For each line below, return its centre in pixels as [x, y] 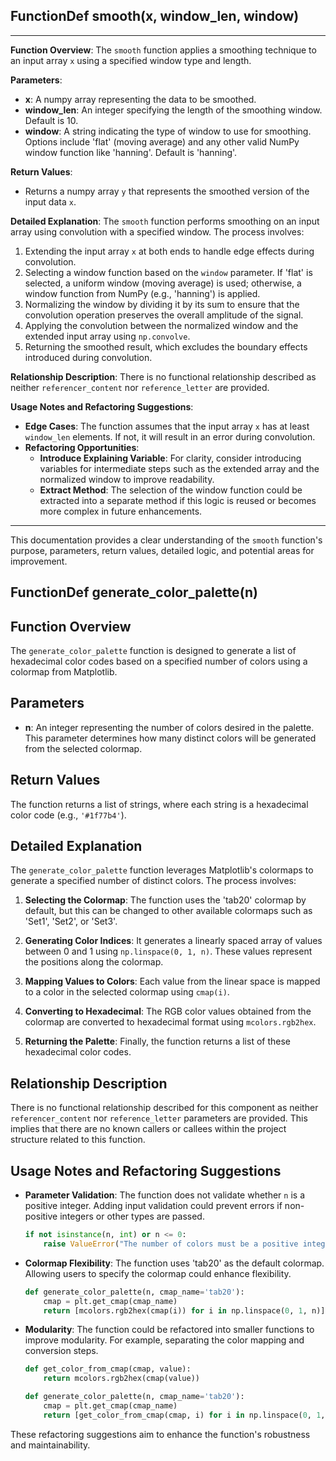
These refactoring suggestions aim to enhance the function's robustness [160, 1434]
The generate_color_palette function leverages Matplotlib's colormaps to [162, 870]
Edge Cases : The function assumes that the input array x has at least [167, 426]
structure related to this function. [78, 1140]
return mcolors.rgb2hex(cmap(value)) [121, 1379]
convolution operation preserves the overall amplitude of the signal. [164, 315]
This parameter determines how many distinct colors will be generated [170, 738]
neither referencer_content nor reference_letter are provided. [140, 387]
